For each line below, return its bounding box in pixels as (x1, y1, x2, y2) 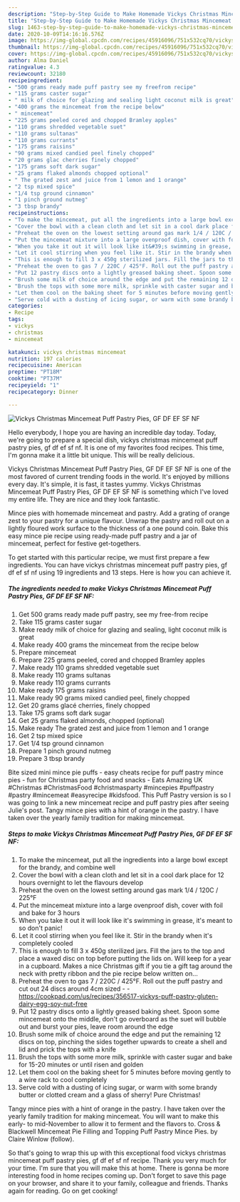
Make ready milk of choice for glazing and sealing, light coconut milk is (18, 625, 227, 634)
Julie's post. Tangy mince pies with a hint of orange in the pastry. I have (8, 806, 219, 814)
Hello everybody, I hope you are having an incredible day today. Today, (8, 428, 216, 436)
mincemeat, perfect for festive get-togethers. (8, 539, 141, 547)
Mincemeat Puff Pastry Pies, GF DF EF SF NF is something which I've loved (8, 487, 229, 496)
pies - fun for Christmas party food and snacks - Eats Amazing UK (8, 775, 203, 784)
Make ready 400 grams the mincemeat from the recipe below (18, 640, 199, 649)
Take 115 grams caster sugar (18, 617, 103, 626)
